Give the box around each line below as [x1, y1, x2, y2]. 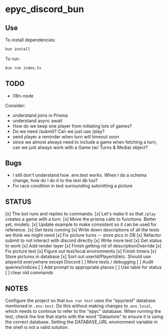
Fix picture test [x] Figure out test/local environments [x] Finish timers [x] [5, 248, 157, 255]
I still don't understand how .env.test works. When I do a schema [12, 172, 147, 178]
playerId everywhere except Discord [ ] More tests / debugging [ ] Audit [5, 259, 153, 265]
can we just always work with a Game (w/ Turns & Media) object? [12, 144, 148, 150]
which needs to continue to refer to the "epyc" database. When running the [5, 308, 161, 314]
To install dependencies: [5, 37, 56, 43]
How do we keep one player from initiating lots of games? [12, 123, 132, 129]
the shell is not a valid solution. [5, 324, 69, 330]
